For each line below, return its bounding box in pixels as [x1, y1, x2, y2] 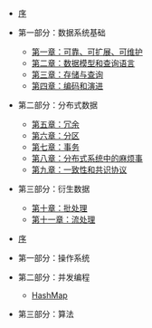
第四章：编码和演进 [31, 81, 104, 91]
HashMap [31, 290, 68, 301]
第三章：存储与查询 [31, 69, 104, 80]
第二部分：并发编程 [17, 272, 90, 283]
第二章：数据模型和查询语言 [31, 58, 136, 68]
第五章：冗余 [31, 119, 80, 130]
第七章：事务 [31, 141, 80, 152]
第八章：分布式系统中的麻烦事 [31, 153, 143, 163]
